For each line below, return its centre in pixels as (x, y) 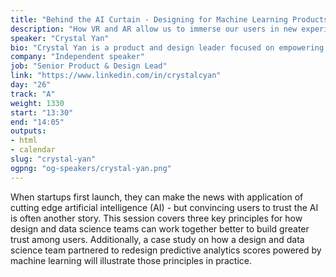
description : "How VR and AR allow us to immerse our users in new (154, 29)
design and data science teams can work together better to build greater (160, 228)
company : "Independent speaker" (77, 57)
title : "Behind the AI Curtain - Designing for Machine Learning (149, 19)
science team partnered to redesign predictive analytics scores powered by (166, 250)
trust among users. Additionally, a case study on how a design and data (157, 239)
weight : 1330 (37, 103)
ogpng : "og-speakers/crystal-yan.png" (91, 168)
